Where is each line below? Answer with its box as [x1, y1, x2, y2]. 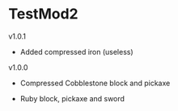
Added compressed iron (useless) [19, 47, 133, 56]
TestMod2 [8, 5, 78, 23]
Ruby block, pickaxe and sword [19, 93, 125, 103]
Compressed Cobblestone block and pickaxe [19, 78, 171, 88]
